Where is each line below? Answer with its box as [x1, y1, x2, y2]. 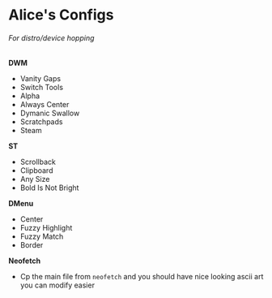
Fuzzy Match [19, 231, 64, 241]
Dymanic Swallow [19, 108, 80, 119]
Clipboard [19, 166, 53, 175]
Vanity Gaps [19, 74, 62, 84]
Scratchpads [19, 117, 63, 127]
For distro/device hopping [8, 32, 95, 42]
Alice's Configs [8, 6, 114, 24]
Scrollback [19, 157, 57, 167]
